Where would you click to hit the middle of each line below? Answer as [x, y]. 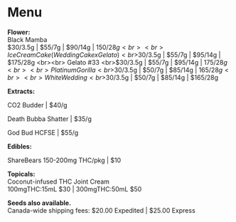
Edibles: [20, 146]
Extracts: [21, 91]
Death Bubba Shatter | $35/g [50, 119]
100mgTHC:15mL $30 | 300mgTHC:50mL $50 [75, 189]
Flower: [19, 32]
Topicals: [21, 174]
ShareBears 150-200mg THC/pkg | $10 [64, 160]
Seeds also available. [39, 203]
